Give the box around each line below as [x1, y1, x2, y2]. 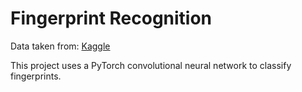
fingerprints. [10, 70, 62, 82]
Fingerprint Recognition [10, 7, 213, 30]
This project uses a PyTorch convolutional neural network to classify [10, 59, 292, 71]
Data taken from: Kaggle [10, 40, 111, 52]
